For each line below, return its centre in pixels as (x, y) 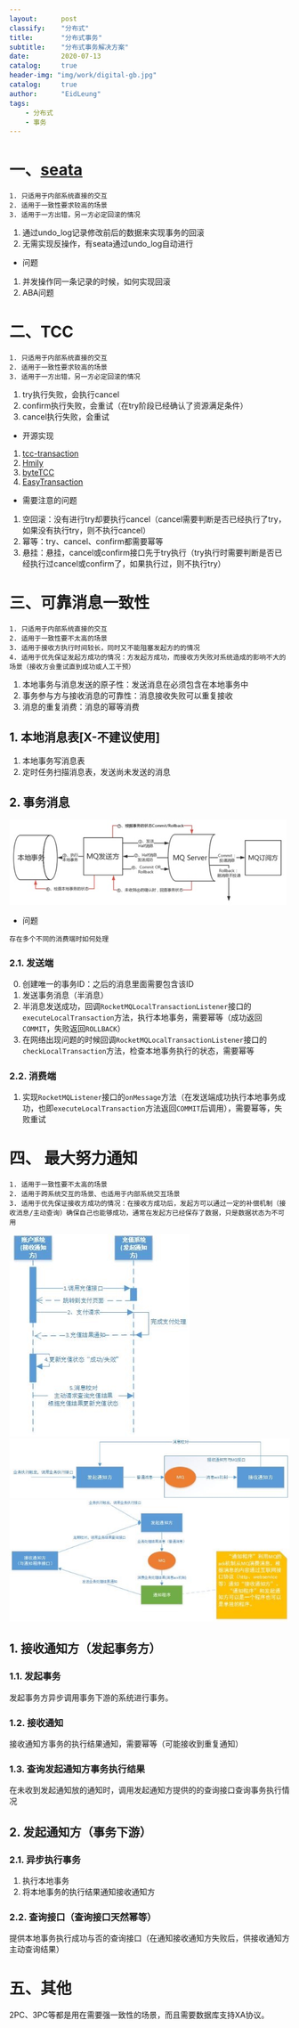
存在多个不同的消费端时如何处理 (59, 939)
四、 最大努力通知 (73, 1159)
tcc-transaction (50, 453)
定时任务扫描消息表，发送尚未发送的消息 (96, 771)
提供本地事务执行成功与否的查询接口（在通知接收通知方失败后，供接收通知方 (149, 1938)
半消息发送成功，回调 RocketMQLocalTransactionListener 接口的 (137, 1006)
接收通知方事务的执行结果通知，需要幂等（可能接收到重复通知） (126, 1743)
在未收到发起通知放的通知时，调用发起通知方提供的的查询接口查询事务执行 (145, 1790)
